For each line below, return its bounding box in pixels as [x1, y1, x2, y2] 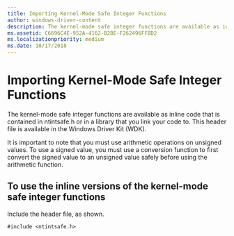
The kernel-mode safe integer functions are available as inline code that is [7, 110, 221, 118]
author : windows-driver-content [7, 17, 101, 24]
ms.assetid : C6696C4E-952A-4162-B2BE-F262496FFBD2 [7, 29, 157, 37]
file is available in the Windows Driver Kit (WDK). [7, 124, 147, 133]
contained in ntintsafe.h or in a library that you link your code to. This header [7, 117, 227, 126]
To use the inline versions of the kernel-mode [7, 180, 209, 192]
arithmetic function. [7, 160, 64, 169]
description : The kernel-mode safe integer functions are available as [7, 23, 219, 30]
